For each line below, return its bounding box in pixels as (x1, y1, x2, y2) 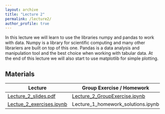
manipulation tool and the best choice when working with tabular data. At (5, 50, 153, 56)
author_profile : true (5, 21, 50, 26)
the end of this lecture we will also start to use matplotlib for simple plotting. (5, 55, 159, 62)
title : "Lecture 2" (5, 12, 45, 17)
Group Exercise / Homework (82, 84, 150, 91)
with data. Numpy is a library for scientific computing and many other (5, 40, 145, 46)
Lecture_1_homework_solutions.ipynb (72, 101, 160, 108)
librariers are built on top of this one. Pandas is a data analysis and (5, 45, 140, 51)
